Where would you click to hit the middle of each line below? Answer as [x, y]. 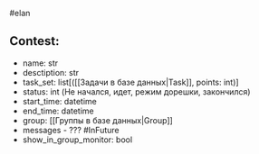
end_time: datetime [58, 111]
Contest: [34, 41]
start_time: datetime [59, 101]
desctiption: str [51, 72]
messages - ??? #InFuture [71, 130]
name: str [40, 63]
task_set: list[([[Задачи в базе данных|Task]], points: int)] [130, 82]
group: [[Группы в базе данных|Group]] [98, 120]
